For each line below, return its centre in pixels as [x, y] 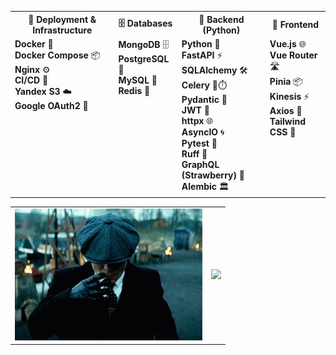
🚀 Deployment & [62, 19]
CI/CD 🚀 [31, 80]
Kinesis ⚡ [289, 96]
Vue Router [293, 55]
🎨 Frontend [295, 24]
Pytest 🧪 [199, 143]
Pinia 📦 [286, 81]
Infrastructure [62, 30]
